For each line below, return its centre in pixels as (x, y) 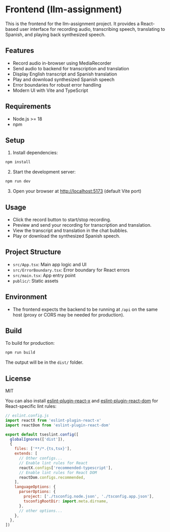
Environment (26, 297)
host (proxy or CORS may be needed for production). (68, 314)
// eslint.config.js (27, 416)
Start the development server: (44, 172)
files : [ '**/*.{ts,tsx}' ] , (43, 449)
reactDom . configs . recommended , (52, 477)
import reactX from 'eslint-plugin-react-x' (53, 420)
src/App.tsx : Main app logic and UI (50, 264)
